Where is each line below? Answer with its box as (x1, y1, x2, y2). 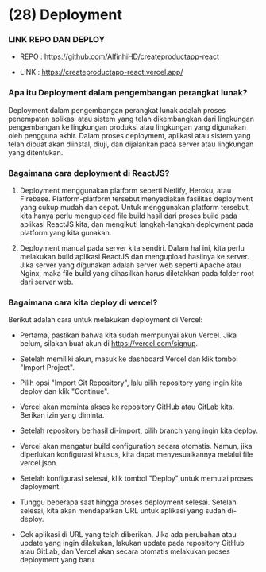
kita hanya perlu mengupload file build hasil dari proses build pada (19, 211, 238, 220)
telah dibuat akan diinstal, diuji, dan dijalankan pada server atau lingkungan (8, 139, 254, 149)
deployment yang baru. (19, 555, 97, 565)
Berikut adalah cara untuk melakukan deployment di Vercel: (8, 315, 203, 325)
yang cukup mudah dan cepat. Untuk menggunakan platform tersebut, (19, 203, 251, 212)
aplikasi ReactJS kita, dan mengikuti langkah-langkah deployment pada (19, 220, 254, 229)
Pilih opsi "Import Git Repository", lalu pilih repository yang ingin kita (19, 378, 243, 387)
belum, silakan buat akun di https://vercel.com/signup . (19, 339, 199, 348)
